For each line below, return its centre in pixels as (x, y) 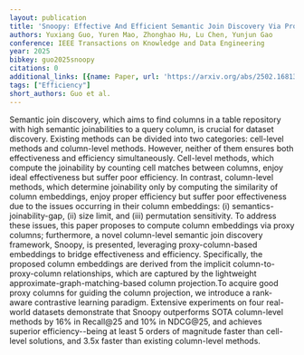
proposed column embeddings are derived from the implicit (120, 264)
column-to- (254, 264)
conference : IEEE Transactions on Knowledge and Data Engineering (137, 43)
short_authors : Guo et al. (60, 93)
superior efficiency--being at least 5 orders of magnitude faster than (137, 331)
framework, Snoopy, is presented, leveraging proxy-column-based (133, 245)
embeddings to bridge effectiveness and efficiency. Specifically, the (136, 254)
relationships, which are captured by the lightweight (160, 273)
